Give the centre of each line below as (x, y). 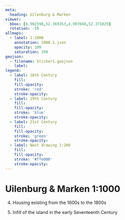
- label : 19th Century (33, 98)
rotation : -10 (24, 29)
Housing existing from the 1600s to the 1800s (59, 203)
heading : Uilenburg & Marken (40, 15)
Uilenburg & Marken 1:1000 (63, 189)
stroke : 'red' (29, 89)
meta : (11, 10)
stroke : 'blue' (30, 113)
